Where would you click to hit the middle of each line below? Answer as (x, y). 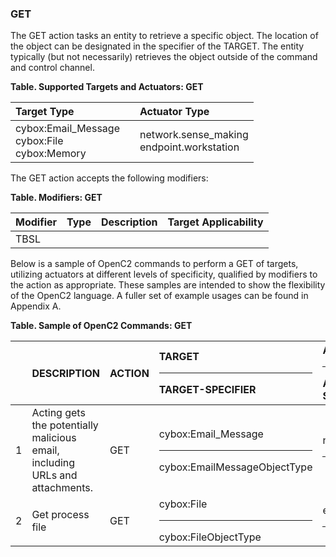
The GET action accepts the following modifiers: (109, 178)
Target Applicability (215, 222)
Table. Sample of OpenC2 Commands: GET (101, 326)
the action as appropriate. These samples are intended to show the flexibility (168, 285)
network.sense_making (194, 135)
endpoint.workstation (189, 147)
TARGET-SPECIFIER (207, 390)
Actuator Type (174, 112)
